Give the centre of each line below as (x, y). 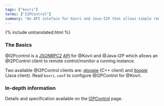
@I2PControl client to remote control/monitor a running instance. (70, 61)
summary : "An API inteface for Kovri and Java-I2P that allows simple (78, 18)
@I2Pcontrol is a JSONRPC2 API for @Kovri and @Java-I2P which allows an (82, 55)
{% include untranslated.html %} (38, 33)
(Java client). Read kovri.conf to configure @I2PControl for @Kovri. (73, 75)
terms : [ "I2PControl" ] (28, 14)
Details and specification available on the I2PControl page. (64, 98)
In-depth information (31, 88)
